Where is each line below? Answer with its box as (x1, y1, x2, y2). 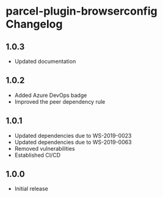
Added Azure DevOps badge (14, 91, 87, 99)
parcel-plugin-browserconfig (5, 4, 158, 18)
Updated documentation (14, 58, 76, 65)
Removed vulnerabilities (14, 145, 75, 152)
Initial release (14, 185, 48, 193)
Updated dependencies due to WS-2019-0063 (14, 138, 132, 146)
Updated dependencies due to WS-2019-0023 (14, 132, 132, 139)
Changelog (5, 17, 63, 31)
